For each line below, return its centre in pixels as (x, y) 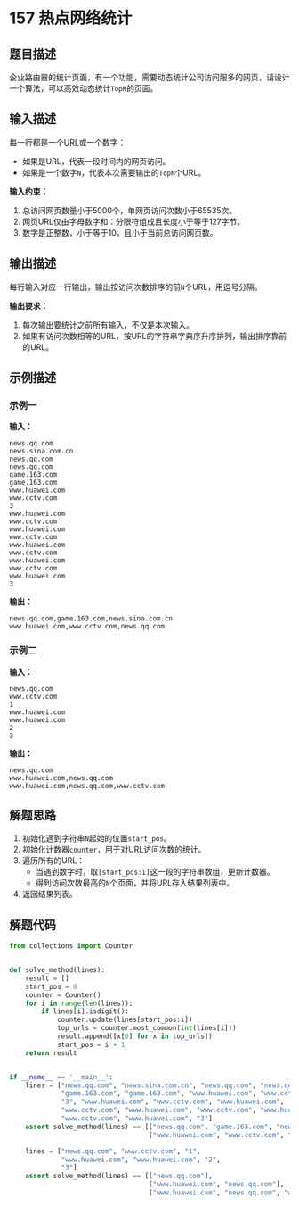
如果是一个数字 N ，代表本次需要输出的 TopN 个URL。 (114, 172)
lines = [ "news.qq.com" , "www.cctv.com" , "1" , (113, 1151)
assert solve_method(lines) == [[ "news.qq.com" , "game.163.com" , (149, 1127)
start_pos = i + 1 (91, 1044)
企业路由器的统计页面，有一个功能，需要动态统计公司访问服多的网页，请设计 (149, 77)
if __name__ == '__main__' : (61, 1077)
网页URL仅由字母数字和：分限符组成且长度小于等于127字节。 (133, 221)
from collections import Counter (71, 946)
